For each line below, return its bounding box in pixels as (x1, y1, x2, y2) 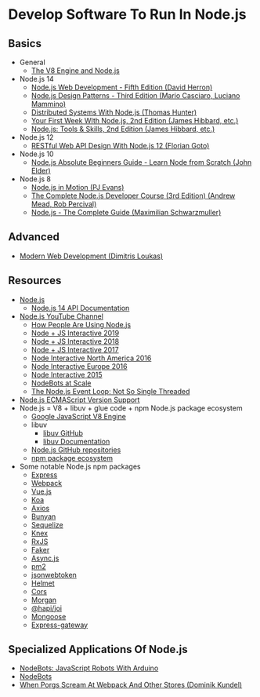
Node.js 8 (19, 174, 51, 184)
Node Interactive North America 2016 (31, 353, 152, 363)
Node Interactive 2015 (31, 370, 103, 379)
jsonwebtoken (31, 570, 77, 579)
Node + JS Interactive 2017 (31, 345, 119, 354)
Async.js (31, 553, 60, 563)
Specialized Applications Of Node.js (8, 643, 188, 656)
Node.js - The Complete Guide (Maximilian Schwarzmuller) (31, 208, 222, 217)
